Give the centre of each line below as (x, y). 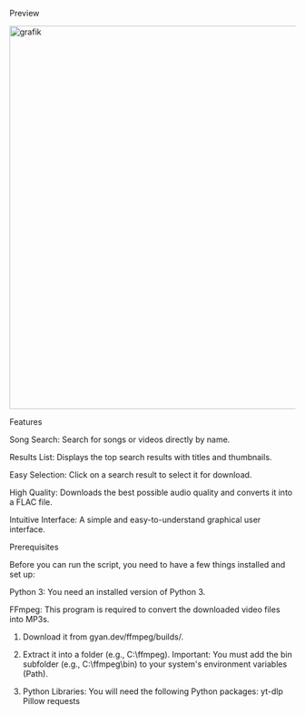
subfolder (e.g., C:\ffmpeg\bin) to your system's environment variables (155, 664)
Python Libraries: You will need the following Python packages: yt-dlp (153, 691)
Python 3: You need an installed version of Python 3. (108, 592)
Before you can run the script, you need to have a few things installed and (148, 564)
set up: (22, 574)
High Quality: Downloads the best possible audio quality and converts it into (151, 492)
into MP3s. (30, 619)
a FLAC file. (31, 502)
